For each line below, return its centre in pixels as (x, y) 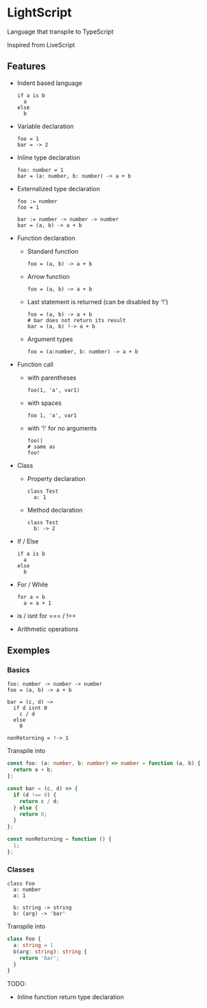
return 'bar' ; (39, 958)
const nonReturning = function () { (59, 839)
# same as (41, 447)
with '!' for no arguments (62, 428)
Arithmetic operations (48, 629)
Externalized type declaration (59, 188)
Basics (19, 670)
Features (26, 66)
